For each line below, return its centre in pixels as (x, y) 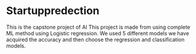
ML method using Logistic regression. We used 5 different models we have (98, 33)
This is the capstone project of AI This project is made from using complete (98, 27)
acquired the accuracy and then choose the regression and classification (95, 39)
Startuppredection (53, 11)
